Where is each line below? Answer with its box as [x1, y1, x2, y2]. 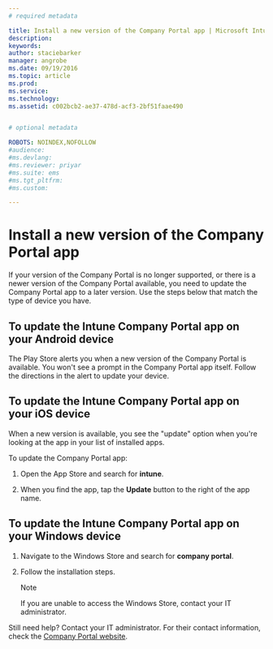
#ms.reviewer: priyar [8, 161, 82, 169]
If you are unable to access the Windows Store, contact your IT [19, 598, 232, 608]
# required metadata [8, 11, 79, 20]
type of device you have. [8, 296, 92, 305]
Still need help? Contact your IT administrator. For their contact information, [8, 622, 262, 632]
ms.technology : [8, 94, 60, 102]
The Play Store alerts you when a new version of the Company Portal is [8, 354, 247, 363]
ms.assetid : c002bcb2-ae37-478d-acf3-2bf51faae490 [8, 102, 184, 110]
